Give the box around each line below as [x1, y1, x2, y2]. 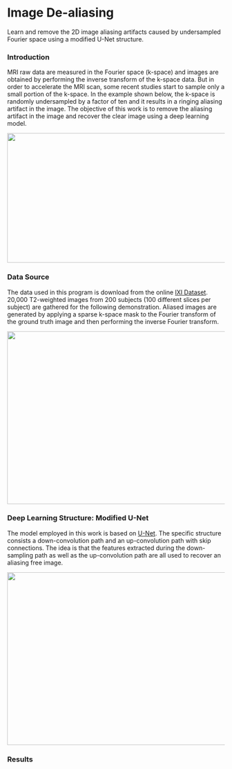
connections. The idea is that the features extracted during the [7, 544, 185, 552]
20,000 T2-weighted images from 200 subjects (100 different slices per [7, 295, 211, 303]
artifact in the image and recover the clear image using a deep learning [7, 112, 209, 120]
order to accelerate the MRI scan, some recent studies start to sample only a [7, 83, 225, 91]
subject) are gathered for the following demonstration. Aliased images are [7, 303, 217, 311]
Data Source [7, 272, 50, 282]
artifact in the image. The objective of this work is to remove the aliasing [7, 105, 213, 113]
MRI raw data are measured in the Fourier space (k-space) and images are [7, 68, 219, 77]
